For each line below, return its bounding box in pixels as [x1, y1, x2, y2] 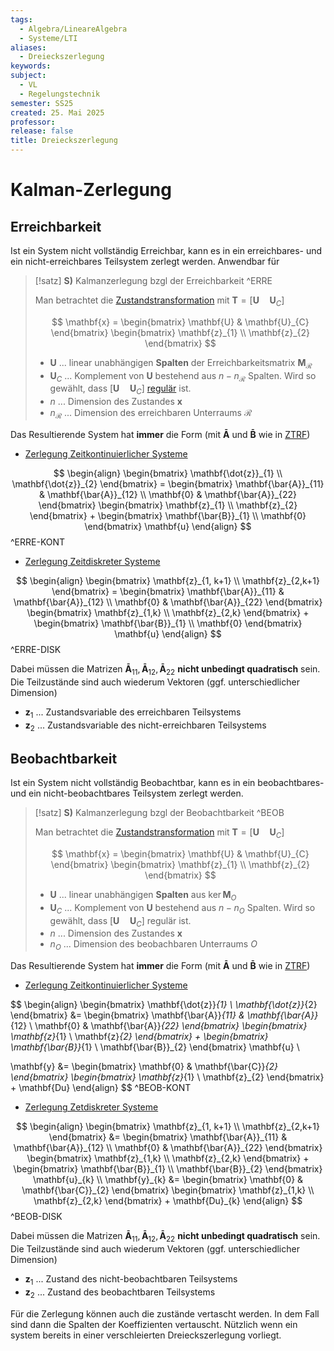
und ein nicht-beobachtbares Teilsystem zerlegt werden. [10, 787, 244, 800]
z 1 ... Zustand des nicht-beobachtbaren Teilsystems [24, 1272, 238, 1287]
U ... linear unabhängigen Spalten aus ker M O [49, 888, 237, 903]
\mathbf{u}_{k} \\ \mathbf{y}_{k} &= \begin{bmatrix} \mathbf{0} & [32, 1174, 304, 1186]
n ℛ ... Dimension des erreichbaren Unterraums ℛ [49, 407, 253, 421]
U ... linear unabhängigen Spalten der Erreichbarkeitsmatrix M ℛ [49, 356, 313, 371]
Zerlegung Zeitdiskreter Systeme [24, 555, 161, 567]
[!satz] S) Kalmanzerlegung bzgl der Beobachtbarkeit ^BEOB [34, 807, 285, 819]
